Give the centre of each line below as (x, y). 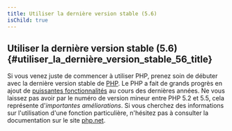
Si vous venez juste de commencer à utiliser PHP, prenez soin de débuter (113, 76)
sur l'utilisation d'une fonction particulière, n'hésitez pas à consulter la (108, 113)
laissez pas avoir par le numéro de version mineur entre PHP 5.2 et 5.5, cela (116, 98)
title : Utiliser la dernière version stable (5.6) (82, 14)
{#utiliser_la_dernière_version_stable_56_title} (110, 59)
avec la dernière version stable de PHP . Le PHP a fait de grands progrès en (115, 84)
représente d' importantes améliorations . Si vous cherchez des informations (116, 106)
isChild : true (28, 20)
